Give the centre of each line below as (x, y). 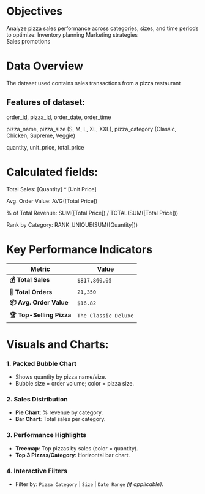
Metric (40, 269)
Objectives (35, 11)
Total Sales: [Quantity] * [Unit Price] (51, 189)
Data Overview (45, 66)
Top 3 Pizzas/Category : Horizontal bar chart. (73, 455)
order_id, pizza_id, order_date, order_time (59, 117)
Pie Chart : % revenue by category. (59, 412)
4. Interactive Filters (37, 471)
